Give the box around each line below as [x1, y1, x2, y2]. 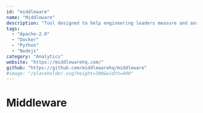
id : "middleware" [6, 8, 50, 15]
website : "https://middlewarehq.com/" [6, 59, 104, 65]
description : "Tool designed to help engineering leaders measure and [6, 20, 188, 26]
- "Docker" [11, 37, 39, 43]
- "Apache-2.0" [11, 31, 50, 37]
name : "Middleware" [6, 14, 56, 20]
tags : [6, 25, 20, 32]
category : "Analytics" [6, 53, 63, 60]
